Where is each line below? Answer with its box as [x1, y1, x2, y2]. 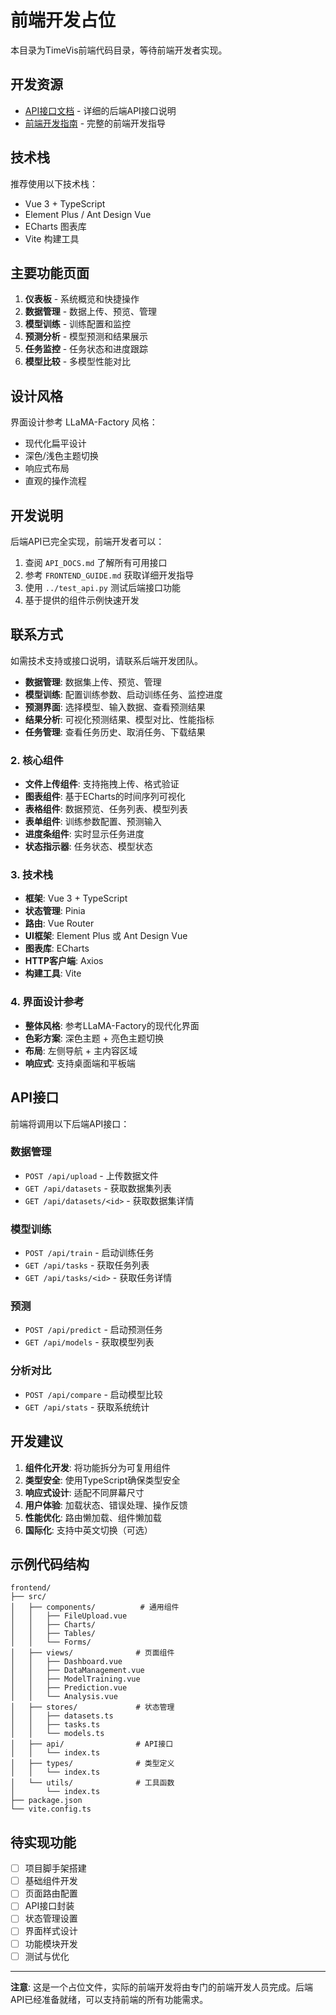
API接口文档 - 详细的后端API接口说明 [24, 104, 177, 116]
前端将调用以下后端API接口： [10, 1117, 130, 1130]
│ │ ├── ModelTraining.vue [10, 1674, 141, 1685]
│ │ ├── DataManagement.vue [10, 1666, 145, 1676]
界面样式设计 [24, 1925, 78, 1937]
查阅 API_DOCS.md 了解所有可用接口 [24, 557, 168, 568]
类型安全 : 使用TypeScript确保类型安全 [24, 1474, 181, 1486]
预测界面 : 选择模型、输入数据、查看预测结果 [24, 701, 206, 713]
